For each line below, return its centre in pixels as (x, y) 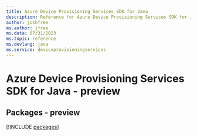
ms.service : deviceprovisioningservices (56, 50)
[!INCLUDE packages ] (33, 127)
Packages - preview (43, 113)
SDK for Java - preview (63, 91)
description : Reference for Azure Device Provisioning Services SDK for (97, 17)
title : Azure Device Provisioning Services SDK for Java (77, 11)
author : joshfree (27, 22)
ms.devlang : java (27, 45)
